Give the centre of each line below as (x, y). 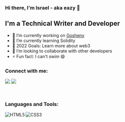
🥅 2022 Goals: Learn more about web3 (51, 45)
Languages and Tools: (32, 104)
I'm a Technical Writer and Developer (63, 24)
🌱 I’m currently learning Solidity (44, 41)
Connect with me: (27, 71)
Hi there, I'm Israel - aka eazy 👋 (43, 8)
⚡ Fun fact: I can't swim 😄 (39, 56)
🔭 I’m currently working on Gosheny (48, 35)
